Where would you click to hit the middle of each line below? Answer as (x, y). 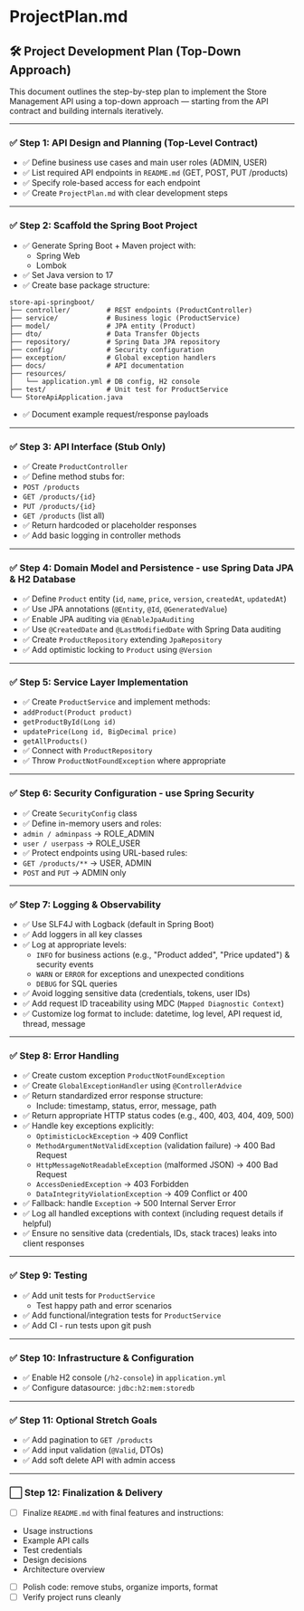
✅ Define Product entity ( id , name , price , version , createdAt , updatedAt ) (154, 599)
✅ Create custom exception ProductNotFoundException (123, 1076)
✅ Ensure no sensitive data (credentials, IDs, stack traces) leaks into (150, 1233)
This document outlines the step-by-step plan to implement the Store (138, 91)
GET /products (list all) (64, 515)
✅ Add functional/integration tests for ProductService (122, 1315)
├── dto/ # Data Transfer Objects (105, 334)
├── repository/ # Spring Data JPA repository (115, 341)
